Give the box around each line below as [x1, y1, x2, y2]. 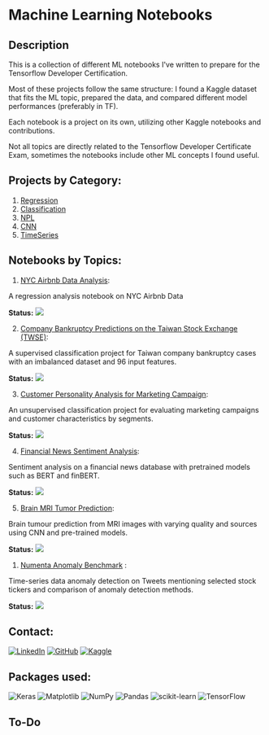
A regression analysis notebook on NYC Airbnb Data [8, 291, 184, 300]
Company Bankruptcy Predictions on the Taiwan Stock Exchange [20, 323, 238, 333]
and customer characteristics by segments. [8, 413, 154, 423]
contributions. [8, 126, 55, 135]
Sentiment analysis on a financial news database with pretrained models [8, 462, 250, 471]
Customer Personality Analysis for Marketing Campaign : [20, 389, 209, 399]
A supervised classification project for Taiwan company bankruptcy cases [8, 348, 257, 357]
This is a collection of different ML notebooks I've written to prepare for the [8, 59, 260, 69]
